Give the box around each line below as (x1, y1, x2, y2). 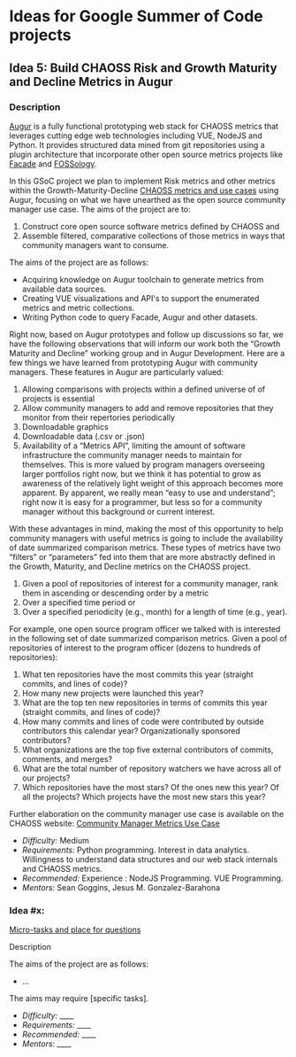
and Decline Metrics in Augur (9, 74, 174, 89)
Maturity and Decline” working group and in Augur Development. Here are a (9, 347, 285, 358)
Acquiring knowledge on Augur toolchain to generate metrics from (21, 274, 264, 284)
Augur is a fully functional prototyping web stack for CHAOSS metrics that (9, 120, 279, 131)
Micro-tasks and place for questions (9, 924, 141, 936)
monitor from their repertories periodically (21, 412, 175, 423)
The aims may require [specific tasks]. (9, 993, 148, 1004)
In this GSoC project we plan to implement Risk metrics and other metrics (9, 175, 276, 186)
